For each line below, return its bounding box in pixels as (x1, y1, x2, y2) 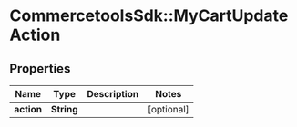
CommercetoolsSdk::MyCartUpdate (9, 5, 289, 26)
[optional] (147, 103, 189, 115)
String (50, 103, 78, 115)
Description (87, 88, 139, 100)
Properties (9, 61, 71, 76)
